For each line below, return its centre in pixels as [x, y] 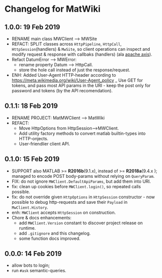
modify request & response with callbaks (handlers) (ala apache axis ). [82, 54]
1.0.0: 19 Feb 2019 [32, 27]
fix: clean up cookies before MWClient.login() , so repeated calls [76, 186]
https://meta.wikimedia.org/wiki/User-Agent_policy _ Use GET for [77, 80]
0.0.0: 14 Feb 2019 [33, 254]
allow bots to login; [30, 265]
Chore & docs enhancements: [41, 217]
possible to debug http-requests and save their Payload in [70, 202]
